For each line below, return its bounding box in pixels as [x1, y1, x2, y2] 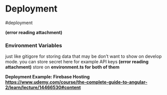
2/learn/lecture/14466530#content [5, 84, 81, 90]
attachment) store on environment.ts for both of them [5, 64, 120, 70]
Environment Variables [5, 42, 62, 49]
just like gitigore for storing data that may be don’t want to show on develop [5, 53, 162, 59]
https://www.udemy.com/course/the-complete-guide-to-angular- [5, 79, 147, 85]
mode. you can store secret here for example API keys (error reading [5, 59, 149, 65]
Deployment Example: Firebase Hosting [5, 74, 90, 80]
